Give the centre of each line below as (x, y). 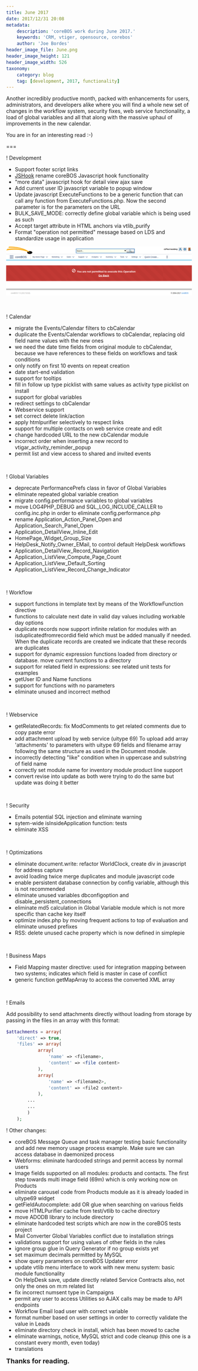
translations (29, 1349)
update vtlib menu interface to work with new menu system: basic (95, 1267)
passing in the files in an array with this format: (63, 1020)
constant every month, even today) (57, 1342)
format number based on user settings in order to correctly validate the (101, 1317)
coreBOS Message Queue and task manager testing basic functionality (100, 1142)
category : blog (35, 75)
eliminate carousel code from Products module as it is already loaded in (101, 1192)
